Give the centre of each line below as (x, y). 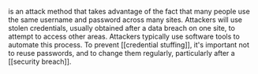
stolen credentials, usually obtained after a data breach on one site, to (122, 28)
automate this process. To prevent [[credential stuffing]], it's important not (129, 45)
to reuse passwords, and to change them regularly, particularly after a (122, 53)
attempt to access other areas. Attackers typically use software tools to (124, 36)
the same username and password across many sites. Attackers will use (125, 20)
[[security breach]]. (40, 61)
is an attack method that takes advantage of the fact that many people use (129, 11)
